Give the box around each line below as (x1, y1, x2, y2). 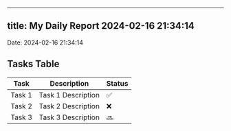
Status (106, 78, 129, 88)
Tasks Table (7, 58, 60, 70)
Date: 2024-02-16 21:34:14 (7, 38, 84, 47)
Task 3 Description (38, 112, 100, 122)
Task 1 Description (38, 90, 100, 99)
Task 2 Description (38, 101, 100, 110)
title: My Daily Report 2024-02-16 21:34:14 (7, 20, 195, 32)
